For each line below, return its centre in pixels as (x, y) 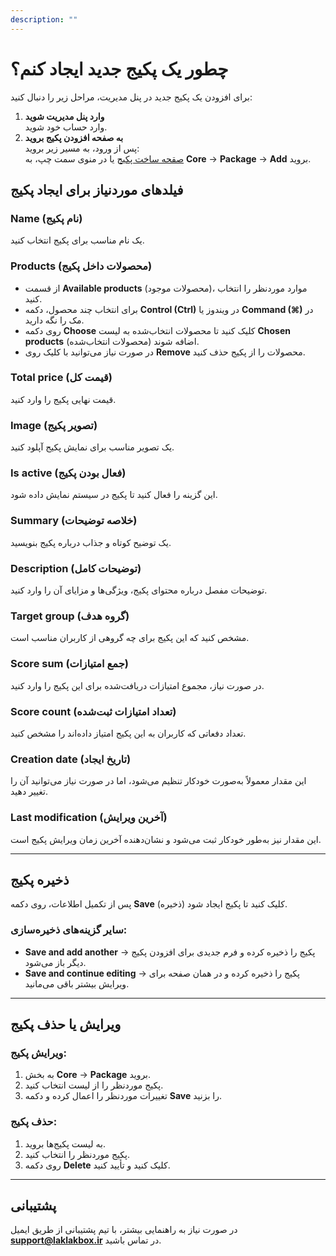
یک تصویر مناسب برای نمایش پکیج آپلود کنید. (92, 447)
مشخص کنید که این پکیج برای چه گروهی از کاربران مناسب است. (130, 638)
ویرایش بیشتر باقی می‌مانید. (77, 983)
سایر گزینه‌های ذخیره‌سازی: (69, 930)
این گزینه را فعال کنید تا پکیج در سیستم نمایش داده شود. (114, 495)
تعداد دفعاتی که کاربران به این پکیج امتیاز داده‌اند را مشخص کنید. (128, 733)
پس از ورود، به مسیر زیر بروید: (82, 148)
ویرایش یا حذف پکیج (66, 1024)
